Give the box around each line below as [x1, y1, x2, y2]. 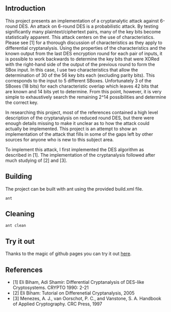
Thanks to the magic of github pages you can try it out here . [5, 251, 132, 257]
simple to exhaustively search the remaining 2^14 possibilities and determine [5, 94, 166, 100]
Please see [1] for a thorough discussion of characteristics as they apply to [5, 39, 162, 46]
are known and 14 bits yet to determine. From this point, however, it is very [5, 88, 162, 94]
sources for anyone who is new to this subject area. [5, 136, 114, 142]
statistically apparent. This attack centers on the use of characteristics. [5, 34, 155, 40]
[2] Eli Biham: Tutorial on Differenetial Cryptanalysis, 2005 [12, 290, 135, 296]
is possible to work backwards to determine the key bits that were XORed [5, 56, 160, 62]
